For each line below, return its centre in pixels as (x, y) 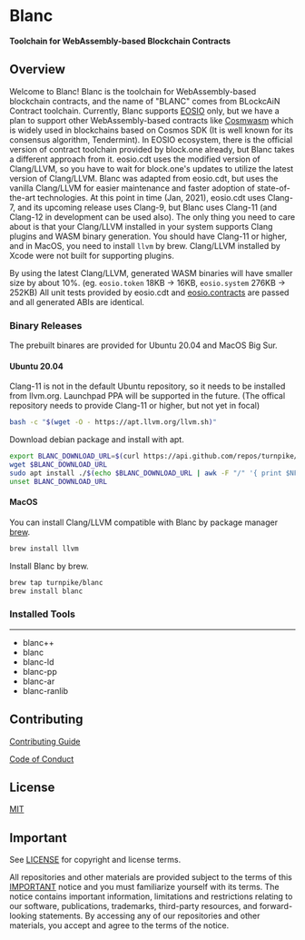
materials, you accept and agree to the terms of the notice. (119, 925)
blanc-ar (39, 681)
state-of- (274, 188)
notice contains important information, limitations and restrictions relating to (151, 896)
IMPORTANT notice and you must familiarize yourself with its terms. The (144, 887)
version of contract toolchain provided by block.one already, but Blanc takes (152, 149)
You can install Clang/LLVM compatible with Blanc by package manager (144, 522)
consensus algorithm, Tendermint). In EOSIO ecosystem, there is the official (151, 139)
